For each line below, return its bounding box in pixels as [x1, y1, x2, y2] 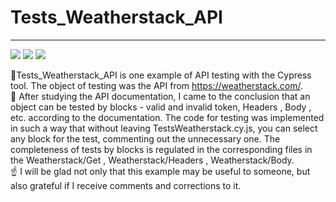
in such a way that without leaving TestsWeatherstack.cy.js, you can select [10, 122, 318, 134]
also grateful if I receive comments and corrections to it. [10, 179, 242, 191]
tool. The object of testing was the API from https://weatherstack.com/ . [10, 79, 304, 91]
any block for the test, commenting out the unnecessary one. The [10, 132, 281, 145]
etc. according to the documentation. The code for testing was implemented [10, 111, 325, 123]
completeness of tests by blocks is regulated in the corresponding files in [10, 143, 313, 155]
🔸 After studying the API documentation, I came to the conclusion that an [10, 90, 311, 102]
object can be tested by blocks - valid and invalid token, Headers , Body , [10, 101, 312, 113]
